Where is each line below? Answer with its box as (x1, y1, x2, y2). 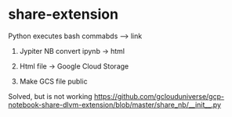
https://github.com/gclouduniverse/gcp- (93, 91, 225, 101)
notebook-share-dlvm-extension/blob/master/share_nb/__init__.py (8, 100, 222, 109)
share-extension (8, 5, 119, 23)
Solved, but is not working (8, 91, 92, 101)
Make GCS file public (19, 76, 88, 86)
